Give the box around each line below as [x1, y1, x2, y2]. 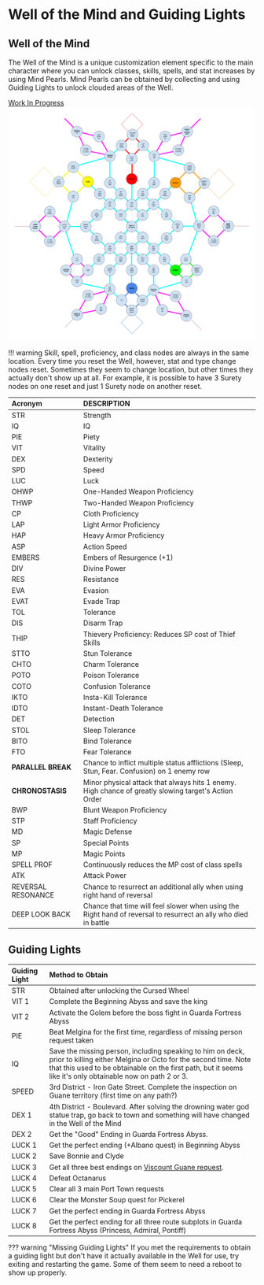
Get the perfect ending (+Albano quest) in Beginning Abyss [49, 1140, 240, 1150]
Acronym [11, 399, 42, 409]
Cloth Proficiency [82, 509, 139, 518]
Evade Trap [82, 596, 120, 605]
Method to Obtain [49, 970, 108, 979]
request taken [49, 1035, 94, 1045]
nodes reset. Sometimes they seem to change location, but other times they [8, 365, 254, 374]
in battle [82, 917, 110, 927]
